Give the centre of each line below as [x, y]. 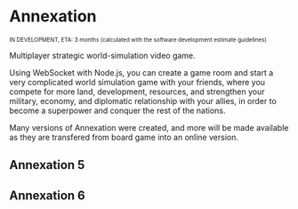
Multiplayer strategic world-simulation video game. [102, 55]
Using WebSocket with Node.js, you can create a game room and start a [141, 72]
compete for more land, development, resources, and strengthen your [137, 92]
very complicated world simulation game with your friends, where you [137, 82]
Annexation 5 [47, 165]
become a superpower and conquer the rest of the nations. [117, 110]
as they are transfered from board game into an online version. [124, 137]
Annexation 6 [48, 195]
